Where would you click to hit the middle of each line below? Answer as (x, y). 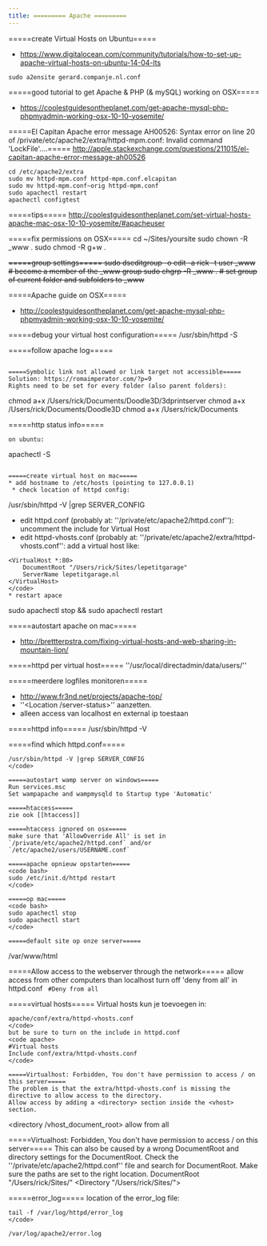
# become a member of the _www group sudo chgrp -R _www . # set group (133, 271)
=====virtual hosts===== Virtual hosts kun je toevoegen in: (108, 1004)
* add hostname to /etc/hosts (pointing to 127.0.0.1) (102, 483)
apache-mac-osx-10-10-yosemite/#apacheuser (87, 223)
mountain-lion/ (44, 650)
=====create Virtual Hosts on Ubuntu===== (82, 38)
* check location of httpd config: (71, 490)
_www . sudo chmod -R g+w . (57, 247)
